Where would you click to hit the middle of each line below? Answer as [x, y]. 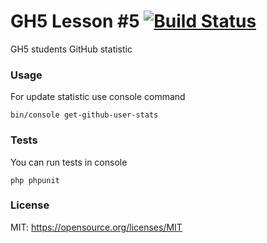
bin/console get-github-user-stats [84, 115]
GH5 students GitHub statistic [71, 49]
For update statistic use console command [98, 97]
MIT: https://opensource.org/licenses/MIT [96, 227]
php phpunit [35, 180]
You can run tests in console [69, 162]
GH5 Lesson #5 [75, 21]
